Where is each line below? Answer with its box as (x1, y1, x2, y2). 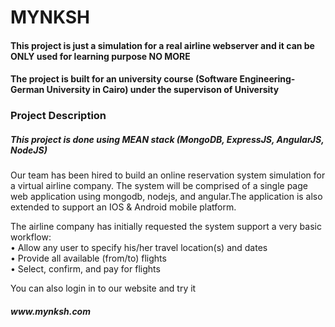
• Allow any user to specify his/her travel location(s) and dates (10, 242, 268, 254)
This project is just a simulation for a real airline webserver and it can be (10, 39, 315, 51)
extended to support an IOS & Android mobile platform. (10, 201, 237, 213)
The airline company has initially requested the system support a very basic (10, 221, 322, 233)
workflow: (10, 231, 52, 243)
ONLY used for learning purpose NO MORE (10, 50, 191, 62)
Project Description (10, 109, 107, 123)
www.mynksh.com (10, 305, 91, 317)
